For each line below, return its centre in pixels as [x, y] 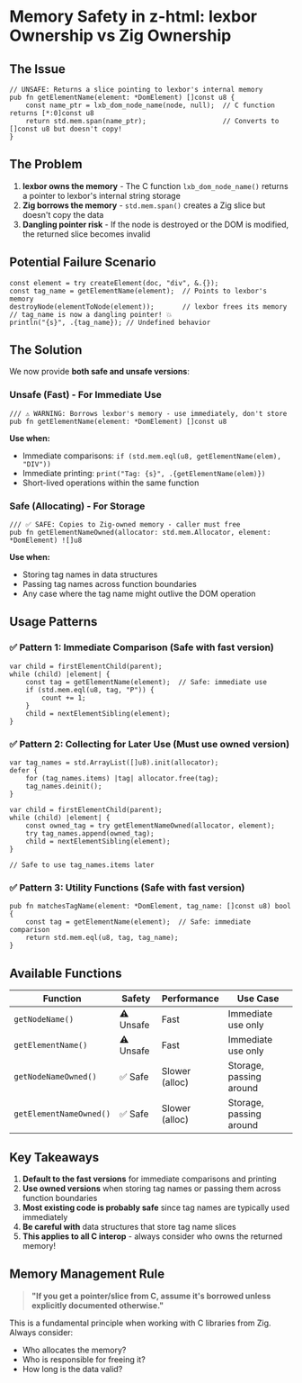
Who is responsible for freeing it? [84, 1359]
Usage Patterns [53, 622]
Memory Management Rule [87, 1275]
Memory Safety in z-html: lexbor [133, 17]
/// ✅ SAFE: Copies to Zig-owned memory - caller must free [125, 525]
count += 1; [64, 698]
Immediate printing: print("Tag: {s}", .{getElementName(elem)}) [144, 473]
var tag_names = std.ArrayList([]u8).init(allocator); [114, 763]
